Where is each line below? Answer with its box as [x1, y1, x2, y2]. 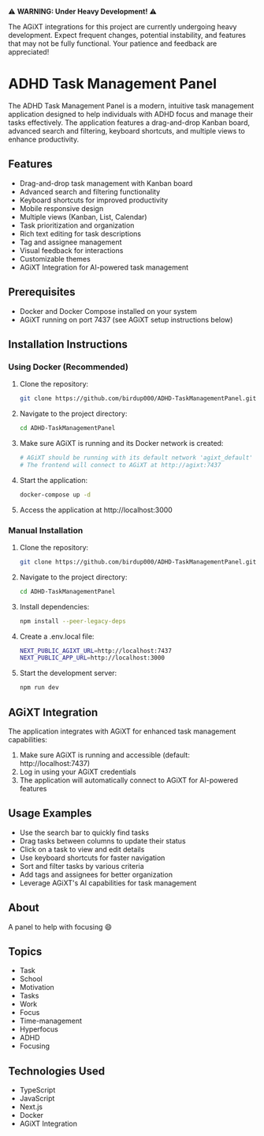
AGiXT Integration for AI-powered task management [19, 262, 189, 272]
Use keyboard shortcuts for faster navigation [19, 853, 165, 862]
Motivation [19, 983, 55, 992]
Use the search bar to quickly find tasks [19, 828, 150, 837]
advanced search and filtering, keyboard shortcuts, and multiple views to [8, 126, 246, 135]
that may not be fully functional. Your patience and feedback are [8, 39, 218, 48]
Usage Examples [8, 806, 92, 821]
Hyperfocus [19, 1025, 59, 1034]
